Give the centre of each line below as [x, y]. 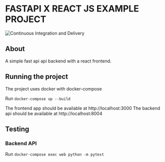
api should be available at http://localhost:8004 [54, 113]
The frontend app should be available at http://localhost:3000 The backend [83, 108]
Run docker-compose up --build [38, 98]
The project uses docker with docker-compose [53, 88]
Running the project [37, 77]
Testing [17, 129]
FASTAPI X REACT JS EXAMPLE [72, 9]
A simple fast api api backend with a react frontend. [58, 61]
